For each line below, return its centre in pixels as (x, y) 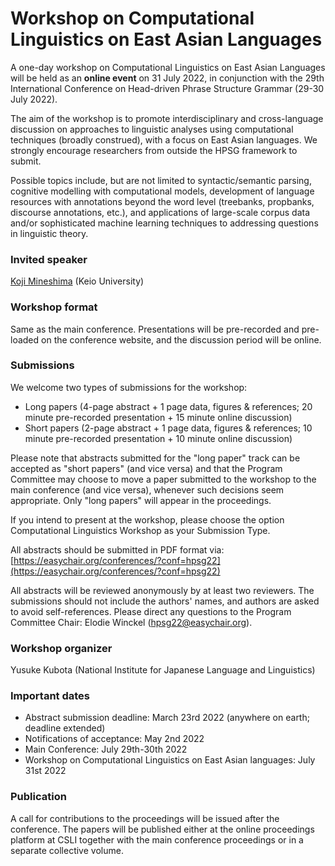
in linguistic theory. (49, 233)
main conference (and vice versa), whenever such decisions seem (147, 489)
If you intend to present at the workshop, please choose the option (147, 519)
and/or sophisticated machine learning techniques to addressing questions (164, 223)
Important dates (50, 696)
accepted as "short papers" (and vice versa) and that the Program (146, 468)
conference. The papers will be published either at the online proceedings (162, 829)
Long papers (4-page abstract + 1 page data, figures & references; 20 (168, 406)
